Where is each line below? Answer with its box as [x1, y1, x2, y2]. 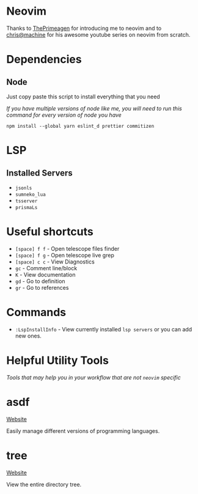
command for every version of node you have [6, 111, 122, 119]
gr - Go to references [15, 284, 69, 291]
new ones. [15, 332, 42, 339]
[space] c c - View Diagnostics [15, 258, 95, 265]
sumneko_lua [15, 191, 46, 197]
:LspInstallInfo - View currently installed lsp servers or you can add [15, 325, 193, 333]
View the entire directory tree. [6, 481, 82, 488]
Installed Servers [6, 168, 73, 178]
